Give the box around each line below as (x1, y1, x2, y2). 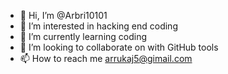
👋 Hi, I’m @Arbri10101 (19, 10, 108, 21)
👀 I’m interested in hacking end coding (19, 20, 178, 32)
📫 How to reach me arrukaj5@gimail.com (19, 53, 193, 64)
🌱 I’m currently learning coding (19, 31, 148, 42)
